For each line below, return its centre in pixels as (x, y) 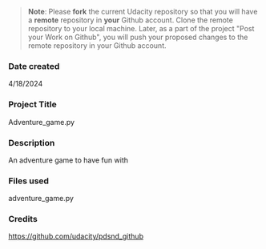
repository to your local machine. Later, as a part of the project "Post (141, 28)
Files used (29, 181)
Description (32, 143)
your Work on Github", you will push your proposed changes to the (138, 37)
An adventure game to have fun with (68, 160)
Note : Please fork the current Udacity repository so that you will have (143, 12)
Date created (34, 66)
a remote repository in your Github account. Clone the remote (131, 20)
